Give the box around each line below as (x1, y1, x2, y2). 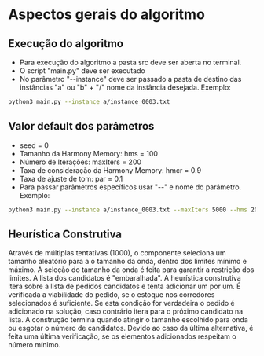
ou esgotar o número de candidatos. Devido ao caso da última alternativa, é (8, 324, 254, 333)
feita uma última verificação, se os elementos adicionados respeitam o (8, 332, 237, 341)
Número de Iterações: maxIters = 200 (19, 157, 142, 167)
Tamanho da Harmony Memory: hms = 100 (19, 149, 159, 158)
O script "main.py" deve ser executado (19, 66, 145, 75)
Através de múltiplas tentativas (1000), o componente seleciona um (8, 248, 226, 258)
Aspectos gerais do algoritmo (8, 6, 206, 24)
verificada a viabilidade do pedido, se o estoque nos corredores (8, 290, 215, 299)
